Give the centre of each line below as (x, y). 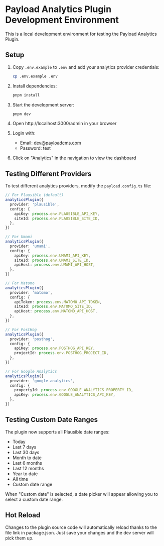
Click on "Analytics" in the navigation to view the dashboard (74, 158)
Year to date (25, 474)
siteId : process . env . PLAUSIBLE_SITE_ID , (57, 219)
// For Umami (19, 237)
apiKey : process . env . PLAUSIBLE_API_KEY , (57, 214)
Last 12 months (28, 468)
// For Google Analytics (31, 371)
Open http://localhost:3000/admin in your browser (64, 124)
